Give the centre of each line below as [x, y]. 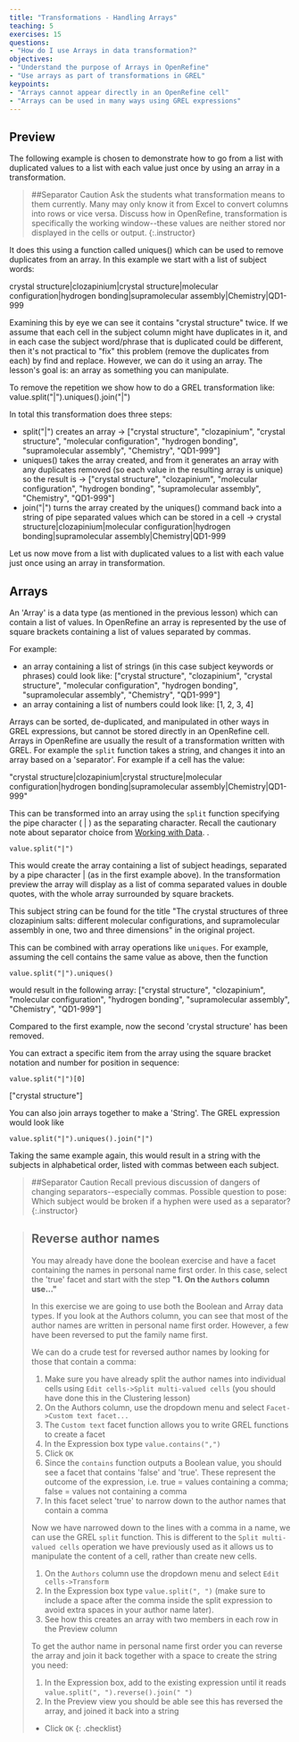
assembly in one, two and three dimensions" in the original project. [132, 930]
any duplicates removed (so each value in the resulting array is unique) [153, 469]
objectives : [31, 59]
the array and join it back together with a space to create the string [154, 1655]
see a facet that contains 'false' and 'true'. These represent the [160, 1472]
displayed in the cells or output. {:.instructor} [113, 233]
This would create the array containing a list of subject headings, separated [148, 865]
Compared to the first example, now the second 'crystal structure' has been [149, 1026]
